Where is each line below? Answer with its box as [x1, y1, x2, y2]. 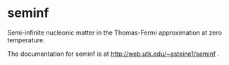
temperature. [7, 35, 45, 44]
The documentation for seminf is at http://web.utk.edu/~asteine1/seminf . [7, 49, 220, 58]
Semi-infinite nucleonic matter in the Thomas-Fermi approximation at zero [7, 28, 222, 37]
